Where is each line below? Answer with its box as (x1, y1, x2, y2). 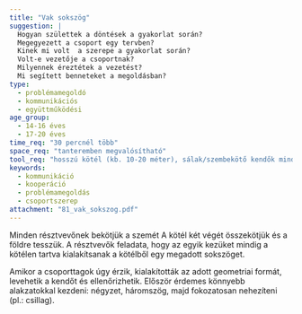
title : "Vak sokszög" (9, 13, 91, 22)
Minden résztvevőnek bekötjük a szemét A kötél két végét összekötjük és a (9, 230, 288, 240)
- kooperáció (17, 180, 67, 189)
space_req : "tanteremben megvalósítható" (9, 146, 167, 155)
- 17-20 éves (17, 130, 67, 139)
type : (9, 80, 30, 89)
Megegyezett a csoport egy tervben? (17, 38, 155, 48)
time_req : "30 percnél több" (9, 138, 119, 147)
